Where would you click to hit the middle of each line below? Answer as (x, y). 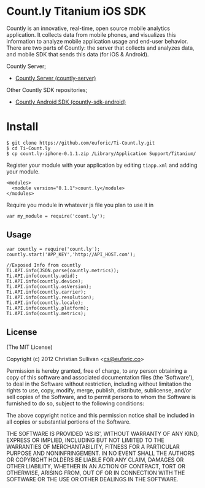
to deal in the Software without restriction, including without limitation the (99, 384)
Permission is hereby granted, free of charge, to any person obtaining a (97, 371)
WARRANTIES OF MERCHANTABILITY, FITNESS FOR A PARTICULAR (93, 446)
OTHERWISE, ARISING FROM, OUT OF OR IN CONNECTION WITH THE (96, 473)
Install (22, 127)
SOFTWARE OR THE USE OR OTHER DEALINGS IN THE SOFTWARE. (92, 479)
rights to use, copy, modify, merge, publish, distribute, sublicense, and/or (99, 390)
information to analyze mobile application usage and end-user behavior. (97, 41)
